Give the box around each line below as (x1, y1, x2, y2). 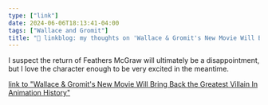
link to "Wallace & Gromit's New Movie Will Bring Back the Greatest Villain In (8, 80, 258, 89)
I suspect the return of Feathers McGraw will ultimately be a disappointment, (8, 56, 260, 65)
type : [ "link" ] (8, 11, 59, 20)
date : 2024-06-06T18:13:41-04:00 (8, 19, 120, 27)
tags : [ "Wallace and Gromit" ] (8, 26, 109, 34)
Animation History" (8, 88, 70, 98)
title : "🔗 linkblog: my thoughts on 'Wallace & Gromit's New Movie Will (8, 33, 255, 42)
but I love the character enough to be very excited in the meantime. (8, 64, 230, 74)
